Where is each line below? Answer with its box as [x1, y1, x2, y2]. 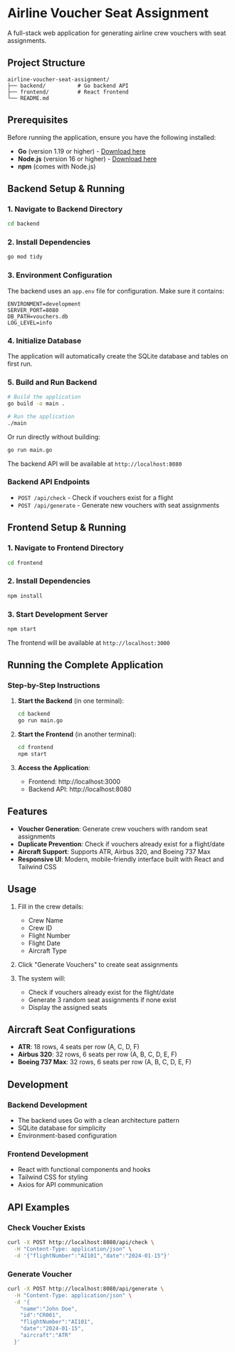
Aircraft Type [28, 946, 67, 955]
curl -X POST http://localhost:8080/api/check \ [7, 1239, 155, 1246]
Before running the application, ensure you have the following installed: [7, 133, 216, 141]
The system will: [17, 973, 66, 983]
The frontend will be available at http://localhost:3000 [7, 638, 170, 647]
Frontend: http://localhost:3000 [28, 777, 121, 786]
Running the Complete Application [7, 659, 164, 671]
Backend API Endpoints [7, 477, 90, 487]
